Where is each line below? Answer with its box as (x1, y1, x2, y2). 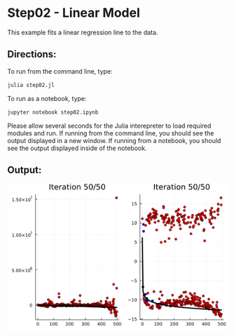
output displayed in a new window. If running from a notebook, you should (7, 136, 221, 145)
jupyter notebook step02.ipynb (7, 109, 99, 116)
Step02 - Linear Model (7, 5, 140, 21)
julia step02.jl (7, 81, 55, 88)
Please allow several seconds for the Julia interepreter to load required (7, 121, 212, 130)
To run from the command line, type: (7, 67, 113, 75)
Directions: (7, 48, 57, 60)
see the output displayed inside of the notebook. (7, 144, 147, 152)
